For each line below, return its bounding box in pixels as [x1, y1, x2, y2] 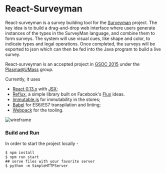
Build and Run [5, 129, 40, 136]
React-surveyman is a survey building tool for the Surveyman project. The [5, 19, 157, 25]
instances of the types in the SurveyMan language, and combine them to [5, 30, 155, 36]
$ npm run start [5, 154, 39, 160]
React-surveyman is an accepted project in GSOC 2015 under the [5, 61, 140, 67]
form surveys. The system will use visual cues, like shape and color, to [5, 35, 150, 41]
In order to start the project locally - [5, 140, 78, 146]
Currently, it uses [5, 76, 40, 82]
